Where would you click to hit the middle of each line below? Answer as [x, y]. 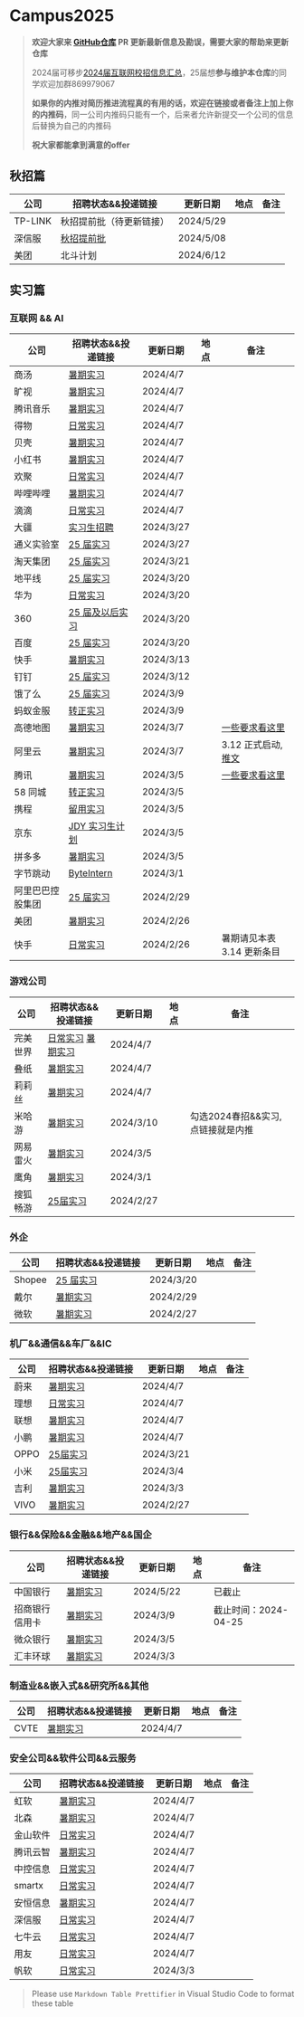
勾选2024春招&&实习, [236, 1116]
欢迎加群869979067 [77, 83]
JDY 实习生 [92, 826]
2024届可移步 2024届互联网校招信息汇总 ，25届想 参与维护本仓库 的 [155, 72]
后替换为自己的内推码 [71, 125]
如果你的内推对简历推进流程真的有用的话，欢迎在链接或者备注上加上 [158, 103]
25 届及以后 [94, 613]
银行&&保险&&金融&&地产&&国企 [81, 1535]
